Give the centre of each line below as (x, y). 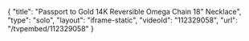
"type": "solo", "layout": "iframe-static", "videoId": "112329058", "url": (122, 20)
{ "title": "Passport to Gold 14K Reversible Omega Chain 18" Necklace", (124, 12)
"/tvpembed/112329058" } (51, 29)
